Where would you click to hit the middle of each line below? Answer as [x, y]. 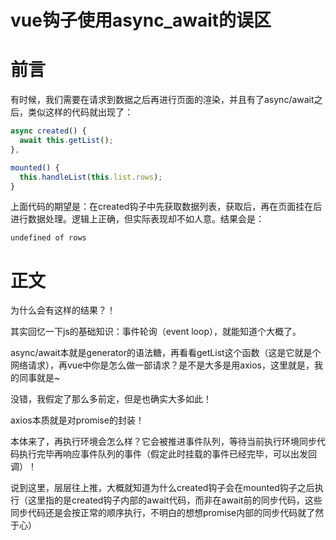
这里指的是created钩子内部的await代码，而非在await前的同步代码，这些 [175, 500]
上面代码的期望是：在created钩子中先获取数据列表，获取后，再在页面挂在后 [166, 207]
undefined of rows [48, 238]
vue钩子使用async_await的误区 [141, 20]
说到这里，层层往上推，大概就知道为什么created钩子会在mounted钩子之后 [162, 488]
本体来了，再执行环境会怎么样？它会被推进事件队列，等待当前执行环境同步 [163, 442]
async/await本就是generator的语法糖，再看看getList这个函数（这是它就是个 [166, 353]
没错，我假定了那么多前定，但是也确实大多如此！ [111, 399]
